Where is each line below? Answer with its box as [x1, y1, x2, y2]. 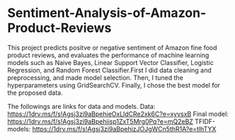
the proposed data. [7, 88, 63, 97]
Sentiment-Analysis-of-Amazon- [7, 5, 207, 21]
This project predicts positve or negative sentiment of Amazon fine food [7, 43, 217, 52]
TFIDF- [194, 117, 216, 125]
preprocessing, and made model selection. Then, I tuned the [7, 73, 184, 82]
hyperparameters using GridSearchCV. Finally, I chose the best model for [7, 81, 221, 89]
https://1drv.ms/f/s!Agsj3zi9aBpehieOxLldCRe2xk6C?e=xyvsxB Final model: [7, 110, 229, 118]
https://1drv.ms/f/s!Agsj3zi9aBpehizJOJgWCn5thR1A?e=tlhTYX [32, 124, 217, 133]
